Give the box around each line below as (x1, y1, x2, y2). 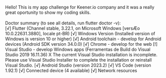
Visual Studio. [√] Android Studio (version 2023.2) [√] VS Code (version (5, 62, 151, 68)
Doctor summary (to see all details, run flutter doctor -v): (5, 20, 121, 26)
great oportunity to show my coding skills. (5, 9, 91, 15)
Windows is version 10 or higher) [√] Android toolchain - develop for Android (5, 36, 162, 42)
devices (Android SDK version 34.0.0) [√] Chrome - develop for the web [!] (5, 41, 158, 47)
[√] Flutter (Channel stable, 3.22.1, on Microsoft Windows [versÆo (5, 25, 140, 31)
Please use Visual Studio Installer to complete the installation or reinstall (5, 57, 152, 63)
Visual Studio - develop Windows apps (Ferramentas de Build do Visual (5, 47, 151, 52)
